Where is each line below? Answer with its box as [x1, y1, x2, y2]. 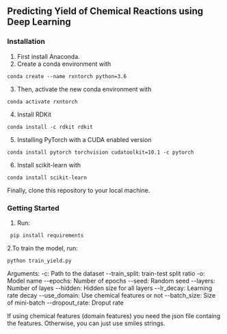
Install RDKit [16, 110, 52, 119]
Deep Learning [7, 16, 71, 28]
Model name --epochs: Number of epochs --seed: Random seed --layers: [7, 276, 215, 285]
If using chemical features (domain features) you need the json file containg [7, 311, 221, 320]
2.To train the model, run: [7, 243, 79, 252]
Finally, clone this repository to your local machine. [7, 186, 150, 194]
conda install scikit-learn [7, 174, 88, 181]
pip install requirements [10, 232, 84, 239]
